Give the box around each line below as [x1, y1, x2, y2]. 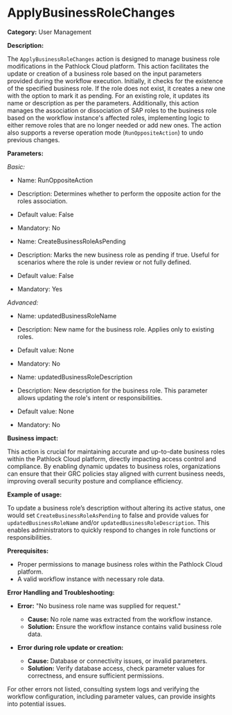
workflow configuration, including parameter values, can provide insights [7, 692, 216, 700]
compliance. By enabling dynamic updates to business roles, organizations [7, 462, 221, 470]
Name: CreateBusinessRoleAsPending [17, 237, 126, 245]
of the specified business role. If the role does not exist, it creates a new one [7, 84, 226, 92]
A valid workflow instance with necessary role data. [17, 574, 165, 583]
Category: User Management [7, 28, 92, 36]
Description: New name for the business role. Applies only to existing [17, 325, 215, 334]
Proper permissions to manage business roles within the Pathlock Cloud [17, 560, 223, 568]
